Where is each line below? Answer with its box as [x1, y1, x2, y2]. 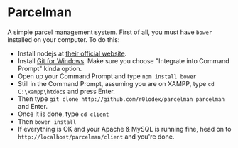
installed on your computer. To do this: [7, 35, 120, 43]
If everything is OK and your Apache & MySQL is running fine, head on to [17, 125, 232, 133]
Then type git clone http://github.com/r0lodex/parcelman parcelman [17, 94, 225, 103]
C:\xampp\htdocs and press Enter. [17, 87, 115, 95]
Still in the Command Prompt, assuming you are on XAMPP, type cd [17, 79, 215, 88]
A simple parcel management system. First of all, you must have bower [7, 28, 212, 36]
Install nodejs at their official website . [17, 49, 127, 58]
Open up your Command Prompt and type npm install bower [17, 72, 197, 80]
